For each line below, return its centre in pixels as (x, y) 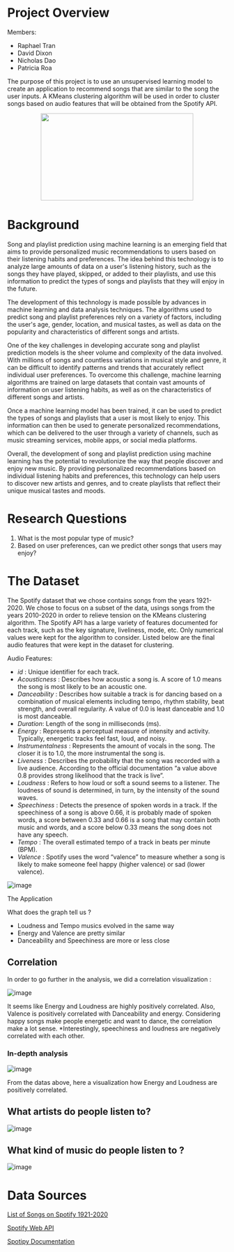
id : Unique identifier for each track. (68, 672)
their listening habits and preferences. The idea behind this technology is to (116, 258)
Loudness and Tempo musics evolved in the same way (96, 925)
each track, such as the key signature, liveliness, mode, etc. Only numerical (116, 630)
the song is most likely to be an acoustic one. (82, 686)
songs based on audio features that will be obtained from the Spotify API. (112, 103)
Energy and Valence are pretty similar (71, 933)
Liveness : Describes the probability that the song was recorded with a (119, 760)
